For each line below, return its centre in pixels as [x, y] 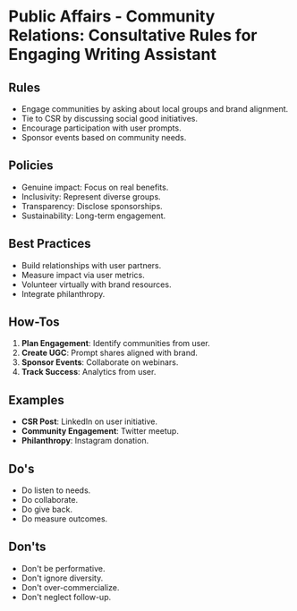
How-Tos [34, 322]
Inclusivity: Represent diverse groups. [91, 196]
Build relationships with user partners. [91, 265]
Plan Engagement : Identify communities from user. [116, 344]
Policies [31, 166]
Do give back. [47, 509]
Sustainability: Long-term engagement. [93, 216]
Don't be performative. [63, 568]
